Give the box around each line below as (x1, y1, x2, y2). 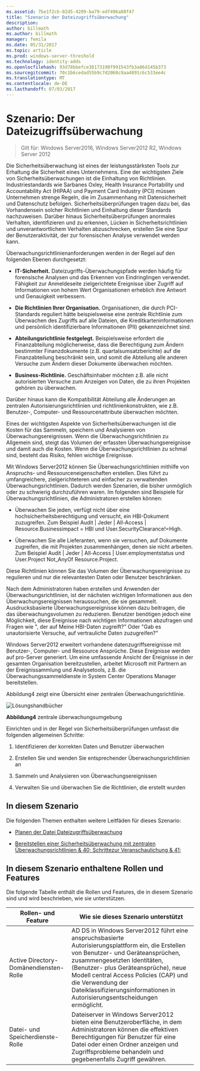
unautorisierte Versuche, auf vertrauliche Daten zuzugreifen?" (6, 629, 159, 636)
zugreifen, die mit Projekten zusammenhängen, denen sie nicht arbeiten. (14, 543, 193, 550)
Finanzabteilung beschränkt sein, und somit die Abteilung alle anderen (14, 354, 187, 361)
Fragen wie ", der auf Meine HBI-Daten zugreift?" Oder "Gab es (6, 623, 162, 630)
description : (6, 20, 39, 26)
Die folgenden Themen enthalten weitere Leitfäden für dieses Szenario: (6, 817, 182, 824)
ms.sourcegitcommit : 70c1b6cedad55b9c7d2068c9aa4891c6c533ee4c (6, 70, 167, 76)
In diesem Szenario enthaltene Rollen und (6, 864, 164, 874)
